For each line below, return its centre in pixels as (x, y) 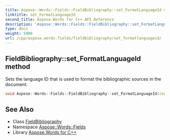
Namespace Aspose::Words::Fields (49, 127)
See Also (19, 109)
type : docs (17, 29)
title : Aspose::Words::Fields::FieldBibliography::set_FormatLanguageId (83, 10)
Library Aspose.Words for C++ (45, 132)
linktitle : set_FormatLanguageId (40, 15)
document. (16, 84)
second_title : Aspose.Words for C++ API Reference (60, 19)
